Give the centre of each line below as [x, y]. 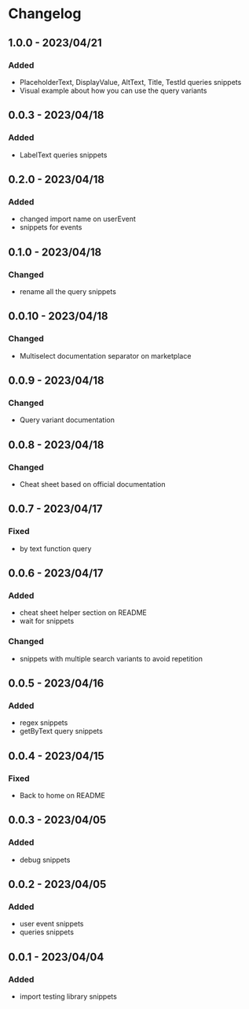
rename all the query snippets [68, 291]
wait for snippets [47, 621]
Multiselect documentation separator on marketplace [105, 355]
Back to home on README [62, 796]
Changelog [45, 14]
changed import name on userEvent [77, 219]
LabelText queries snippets [63, 155]
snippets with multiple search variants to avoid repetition [111, 658]
